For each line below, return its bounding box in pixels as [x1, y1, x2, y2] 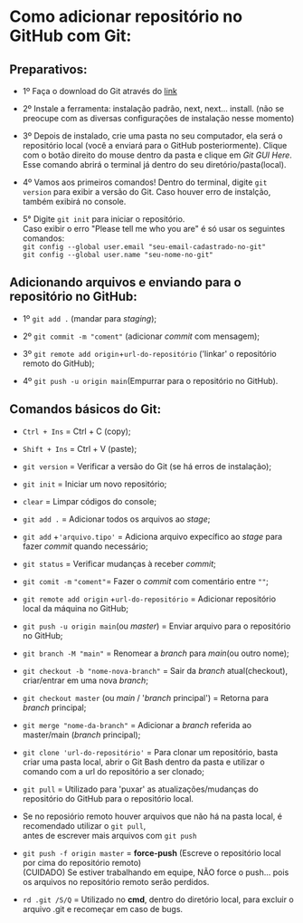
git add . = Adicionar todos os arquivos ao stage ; [22, 514, 211, 524]
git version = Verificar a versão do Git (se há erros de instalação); [22, 460, 272, 472]
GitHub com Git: [9, 25, 132, 46]
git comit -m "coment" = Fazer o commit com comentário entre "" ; [22, 575, 270, 586]
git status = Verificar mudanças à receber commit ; [22, 558, 217, 569]
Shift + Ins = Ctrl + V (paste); [22, 443, 137, 454]
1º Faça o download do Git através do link [22, 86, 178, 96]
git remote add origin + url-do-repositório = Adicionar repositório [22, 593, 277, 604]
